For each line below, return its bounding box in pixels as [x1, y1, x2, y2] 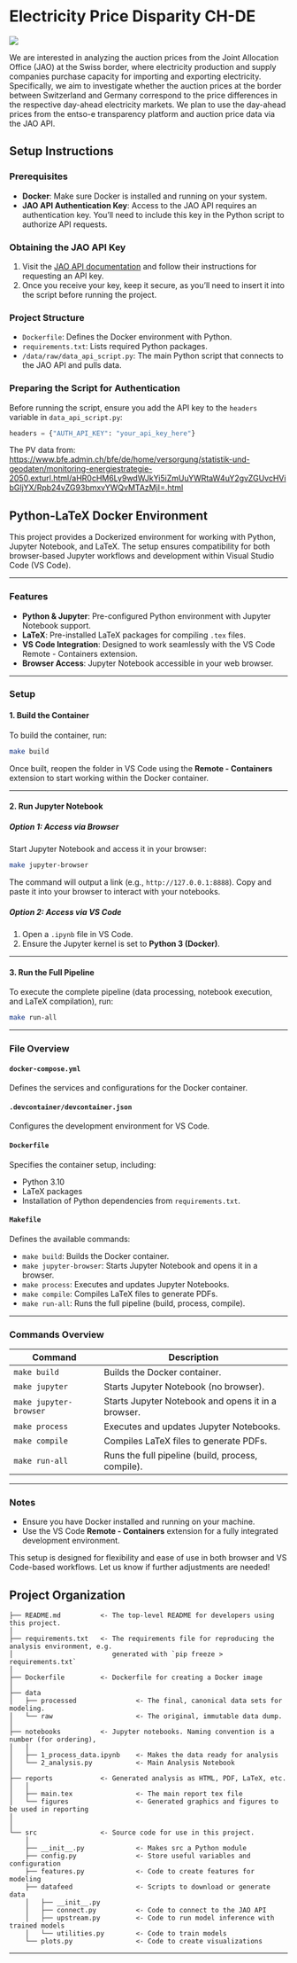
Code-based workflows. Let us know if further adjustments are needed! [9, 1562, 270, 1573]
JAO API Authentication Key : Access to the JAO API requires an [21, 199, 257, 210]
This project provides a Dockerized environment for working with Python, [9, 532, 276, 543]
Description [168, 1351, 219, 1364]
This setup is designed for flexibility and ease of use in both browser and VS [9, 1552, 287, 1563]
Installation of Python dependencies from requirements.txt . [21, 1195, 240, 1206]
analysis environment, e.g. [9, 1642, 113, 1651]
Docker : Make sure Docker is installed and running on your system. [21, 191, 268, 201]
